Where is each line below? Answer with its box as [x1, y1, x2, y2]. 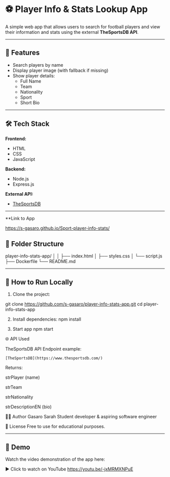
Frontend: [5, 136, 27, 142]
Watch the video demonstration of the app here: [5, 456, 105, 462]
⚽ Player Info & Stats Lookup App [5, 4, 148, 15]
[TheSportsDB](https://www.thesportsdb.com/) [5, 356, 103, 361]
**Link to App [5, 215, 35, 221]
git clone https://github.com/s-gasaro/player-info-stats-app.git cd [5, 301, 143, 307]
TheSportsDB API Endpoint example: [5, 346, 82, 352]
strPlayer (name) [5, 374, 40, 380]
